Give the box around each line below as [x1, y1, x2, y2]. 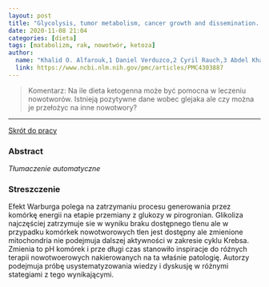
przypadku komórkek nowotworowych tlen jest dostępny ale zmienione [8, 227, 243, 237]
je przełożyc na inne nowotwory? [27, 102, 138, 112]
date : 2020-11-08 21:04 [8, 26, 88, 34]
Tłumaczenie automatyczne [8, 164, 101, 173]
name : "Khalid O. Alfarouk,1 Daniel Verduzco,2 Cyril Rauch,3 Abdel [15, 57, 249, 65]
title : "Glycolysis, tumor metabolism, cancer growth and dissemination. [8, 19, 260, 27]
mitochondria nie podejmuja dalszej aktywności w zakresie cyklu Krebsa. [8, 236, 250, 245]
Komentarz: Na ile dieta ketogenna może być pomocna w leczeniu [27, 86, 247, 95]
